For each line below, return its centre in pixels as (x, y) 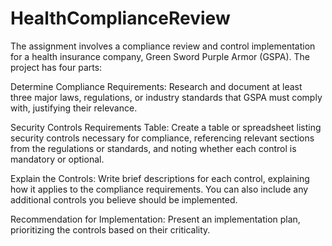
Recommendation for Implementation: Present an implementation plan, (155, 219)
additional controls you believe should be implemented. (124, 199)
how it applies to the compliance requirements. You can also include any (159, 189)
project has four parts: (56, 67)
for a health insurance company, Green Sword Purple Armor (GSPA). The (160, 56)
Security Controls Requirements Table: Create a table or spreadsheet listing (166, 127)
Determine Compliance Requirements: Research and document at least (156, 86)
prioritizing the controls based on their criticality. (110, 229)
